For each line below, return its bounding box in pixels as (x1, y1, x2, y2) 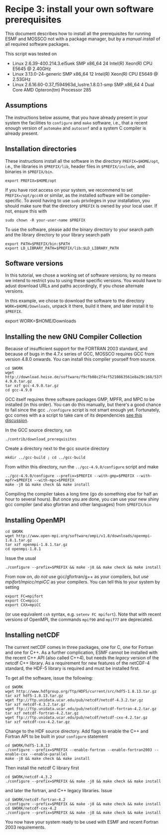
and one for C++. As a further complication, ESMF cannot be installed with (5, 649, 158, 655)
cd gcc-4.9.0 (5, 388, 32, 393)
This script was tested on (5, 51, 57, 57)
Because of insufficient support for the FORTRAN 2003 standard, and (5, 346, 148, 352)
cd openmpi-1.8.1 (5, 546, 41, 551)
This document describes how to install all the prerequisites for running (5, 30, 151, 36)
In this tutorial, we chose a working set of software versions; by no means (5, 272, 157, 278)
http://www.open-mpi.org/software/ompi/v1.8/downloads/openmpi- (16, 533, 153, 538)
